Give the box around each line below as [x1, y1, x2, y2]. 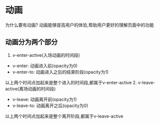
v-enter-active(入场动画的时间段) [12, 52, 80, 58]
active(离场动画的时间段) [5, 86, 56, 92]
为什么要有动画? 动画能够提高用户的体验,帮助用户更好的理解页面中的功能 [5, 22, 155, 28]
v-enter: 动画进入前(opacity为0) [12, 63, 78, 69]
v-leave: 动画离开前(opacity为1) [12, 96, 77, 102]
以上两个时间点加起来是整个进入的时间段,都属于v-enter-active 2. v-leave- [5, 79, 156, 85]
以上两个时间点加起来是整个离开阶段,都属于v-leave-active [5, 113, 124, 119]
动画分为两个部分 [5, 38, 58, 46]
